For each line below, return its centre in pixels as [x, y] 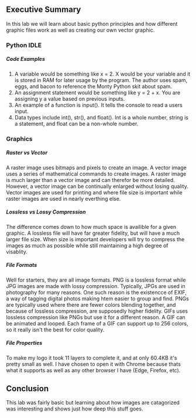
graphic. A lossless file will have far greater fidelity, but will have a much [93, 233]
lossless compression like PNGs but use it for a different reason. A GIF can [96, 317]
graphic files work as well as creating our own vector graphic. [80, 30]
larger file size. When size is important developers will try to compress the [95, 239]
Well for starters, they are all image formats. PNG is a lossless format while [96, 280]
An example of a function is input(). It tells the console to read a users [98, 105]
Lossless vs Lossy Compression [46, 212]
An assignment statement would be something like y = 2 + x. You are [97, 92]
